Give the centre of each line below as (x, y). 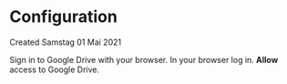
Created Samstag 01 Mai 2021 (65, 42)
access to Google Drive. (55, 69)
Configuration (64, 17)
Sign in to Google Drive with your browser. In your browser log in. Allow (144, 59)
